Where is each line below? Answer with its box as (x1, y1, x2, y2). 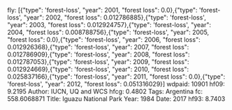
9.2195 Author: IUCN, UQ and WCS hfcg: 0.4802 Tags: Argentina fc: (7, 87, 203, 95)
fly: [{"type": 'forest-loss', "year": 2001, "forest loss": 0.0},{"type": (7, 6, 198, 14)
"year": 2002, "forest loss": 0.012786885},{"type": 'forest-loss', (23, 13, 206, 22)
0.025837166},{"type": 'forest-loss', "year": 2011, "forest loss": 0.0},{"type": (7, 72, 226, 81)
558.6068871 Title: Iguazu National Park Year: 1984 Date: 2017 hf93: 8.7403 (7, 95, 226, 103)
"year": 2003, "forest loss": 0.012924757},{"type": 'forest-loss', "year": (7, 21, 212, 29)
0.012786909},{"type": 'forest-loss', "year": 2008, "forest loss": (7, 50, 190, 58)
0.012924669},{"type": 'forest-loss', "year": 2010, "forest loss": (7, 65, 189, 73)
